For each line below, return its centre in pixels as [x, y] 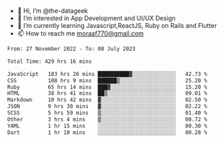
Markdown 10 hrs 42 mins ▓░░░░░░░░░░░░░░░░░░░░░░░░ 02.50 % [107, 100]
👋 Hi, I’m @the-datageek [53, 11]
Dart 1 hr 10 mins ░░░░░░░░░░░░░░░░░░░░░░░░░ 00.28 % [107, 133]
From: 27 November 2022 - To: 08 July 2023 [72, 49]
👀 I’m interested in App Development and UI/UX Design [96, 18]
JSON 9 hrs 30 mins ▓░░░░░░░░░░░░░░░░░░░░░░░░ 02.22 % [107, 107]
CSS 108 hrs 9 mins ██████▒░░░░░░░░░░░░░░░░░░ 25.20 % [107, 80]
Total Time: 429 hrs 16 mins [50, 61]
